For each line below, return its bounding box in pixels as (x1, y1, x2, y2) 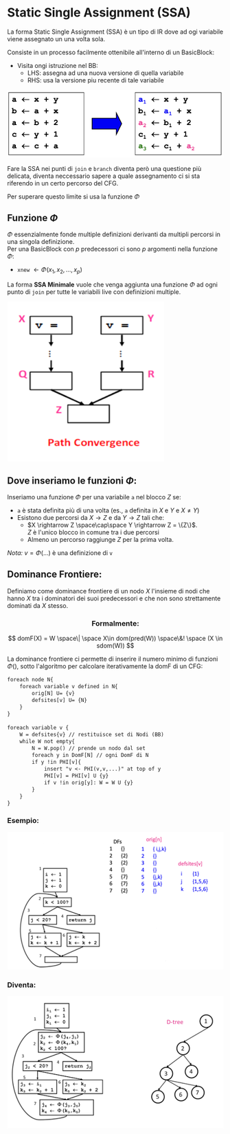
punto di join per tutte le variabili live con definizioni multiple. (7, 288, 181, 296)
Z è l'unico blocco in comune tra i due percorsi (27, 528, 160, 536)
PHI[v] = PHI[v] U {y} (43, 773, 109, 780)
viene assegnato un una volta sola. (7, 34, 106, 43)
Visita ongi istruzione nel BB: (16, 61, 98, 69)
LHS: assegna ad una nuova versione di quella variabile (27, 69, 184, 77)
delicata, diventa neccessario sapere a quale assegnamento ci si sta (7, 172, 200, 180)
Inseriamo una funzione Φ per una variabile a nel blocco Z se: (7, 492, 182, 501)
